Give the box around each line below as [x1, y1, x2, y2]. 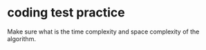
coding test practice [7, 5, 126, 21]
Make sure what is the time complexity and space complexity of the [7, 27, 200, 36]
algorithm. [7, 34, 37, 42]
